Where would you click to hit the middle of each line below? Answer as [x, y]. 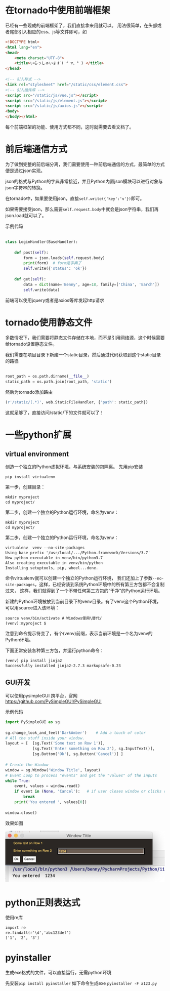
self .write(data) [41, 290]
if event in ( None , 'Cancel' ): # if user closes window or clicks [88, 792]
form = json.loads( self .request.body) [64, 258]
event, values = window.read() [47, 786]
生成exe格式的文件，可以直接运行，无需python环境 [58, 973]
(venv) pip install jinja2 [34, 661]
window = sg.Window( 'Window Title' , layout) [53, 770]
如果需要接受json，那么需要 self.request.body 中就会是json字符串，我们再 [82, 209]
